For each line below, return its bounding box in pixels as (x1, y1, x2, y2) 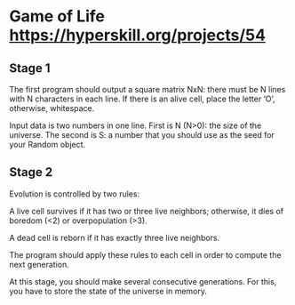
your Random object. (9, 140, 86, 149)
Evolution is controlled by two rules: (9, 189, 140, 199)
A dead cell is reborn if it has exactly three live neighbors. (9, 232, 220, 243)
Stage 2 (9, 165, 53, 180)
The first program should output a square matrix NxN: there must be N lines (9, 84, 286, 94)
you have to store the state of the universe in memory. (9, 285, 207, 296)
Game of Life (9, 6, 105, 27)
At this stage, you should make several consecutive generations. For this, (9, 276, 277, 286)
